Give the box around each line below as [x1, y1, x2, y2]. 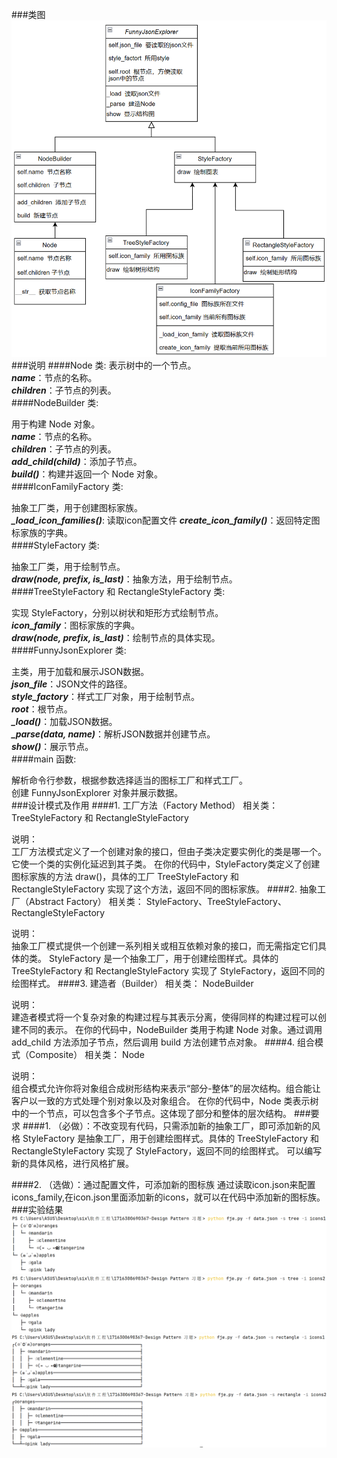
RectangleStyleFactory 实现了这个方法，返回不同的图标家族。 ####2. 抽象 [11, 883, 318, 895]
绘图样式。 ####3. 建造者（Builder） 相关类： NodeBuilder [11, 977, 254, 989]
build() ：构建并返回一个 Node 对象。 [11, 468, 164, 480]
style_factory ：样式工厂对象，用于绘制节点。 [11, 690, 200, 702]
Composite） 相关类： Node [28, 1048, 145, 1060]
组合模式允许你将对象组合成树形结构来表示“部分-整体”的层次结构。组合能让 [11, 1082, 321, 1094]
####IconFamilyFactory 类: [11, 480, 124, 492]
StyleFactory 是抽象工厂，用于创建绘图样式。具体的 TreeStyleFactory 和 [22, 1132, 319, 1144]
